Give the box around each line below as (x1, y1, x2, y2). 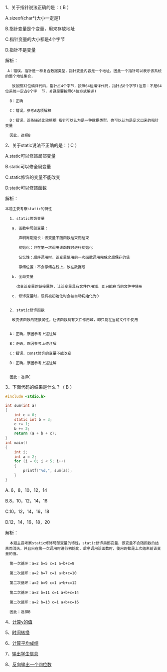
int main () (5, 440, 28, 445)
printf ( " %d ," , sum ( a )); (23, 468, 72, 473)
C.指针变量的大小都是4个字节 (5, 37, 65, 42)
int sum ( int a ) (5, 403, 37, 408)
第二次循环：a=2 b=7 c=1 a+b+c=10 (9, 570, 77, 575)
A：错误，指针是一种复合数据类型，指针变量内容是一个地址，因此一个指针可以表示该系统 (7, 69, 162, 74)
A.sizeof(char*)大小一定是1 (5, 15, 60, 21)
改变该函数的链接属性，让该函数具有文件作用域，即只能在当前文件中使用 (11, 317, 138, 322)
